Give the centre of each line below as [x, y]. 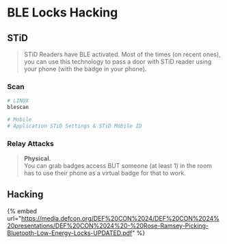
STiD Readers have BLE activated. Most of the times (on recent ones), [122, 54]
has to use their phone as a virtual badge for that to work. [105, 173]
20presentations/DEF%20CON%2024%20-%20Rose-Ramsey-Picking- [108, 225]
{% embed [22, 211]
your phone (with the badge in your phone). [85, 69]
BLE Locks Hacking [63, 13]
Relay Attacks [31, 143]
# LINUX [18, 101]
